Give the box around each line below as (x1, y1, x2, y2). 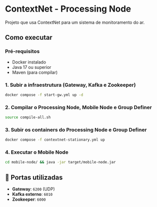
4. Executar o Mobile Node (5, 149, 69, 156)
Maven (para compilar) (12, 69, 58, 75)
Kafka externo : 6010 (12, 191, 53, 197)
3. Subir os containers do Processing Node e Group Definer (5, 126, 147, 133)
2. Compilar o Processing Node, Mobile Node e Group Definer (5, 104, 152, 111)
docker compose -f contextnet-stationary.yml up (5, 137, 105, 143)
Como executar (5, 33, 52, 42)
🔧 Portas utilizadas (5, 173, 63, 181)
